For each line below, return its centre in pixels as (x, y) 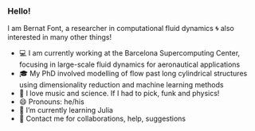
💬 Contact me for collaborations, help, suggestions (102, 119)
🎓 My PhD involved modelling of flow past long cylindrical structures (133, 74)
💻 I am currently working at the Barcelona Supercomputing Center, (129, 53)
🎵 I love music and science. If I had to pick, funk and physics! (119, 94)
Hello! (19, 11)
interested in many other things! (60, 37)
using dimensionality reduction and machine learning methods (121, 85)
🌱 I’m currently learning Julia (66, 110)
